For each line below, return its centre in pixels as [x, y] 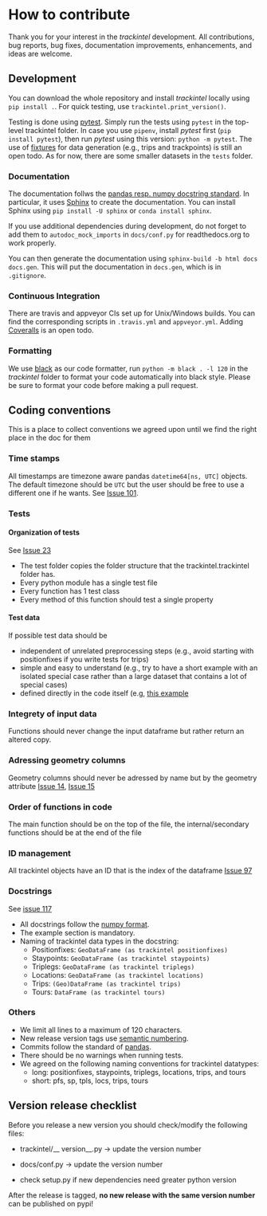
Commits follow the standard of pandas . [85, 1046]
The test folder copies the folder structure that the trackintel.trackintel [134, 565]
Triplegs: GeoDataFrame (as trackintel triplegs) [113, 967]
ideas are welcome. [41, 53]
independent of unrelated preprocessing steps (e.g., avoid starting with [137, 651]
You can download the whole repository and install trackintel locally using [129, 98]
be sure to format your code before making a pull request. [103, 385]
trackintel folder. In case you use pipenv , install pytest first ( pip [128, 130]
